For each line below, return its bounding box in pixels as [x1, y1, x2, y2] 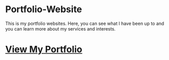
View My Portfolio [5, 44, 82, 55]
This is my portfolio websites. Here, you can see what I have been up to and [5, 20, 164, 26]
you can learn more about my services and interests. [5, 25, 116, 32]
